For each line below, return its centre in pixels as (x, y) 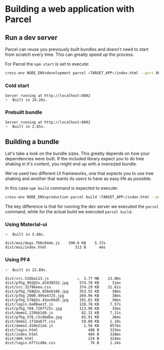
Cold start (17, 85)
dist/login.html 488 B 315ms (63, 330)
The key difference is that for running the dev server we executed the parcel (82, 206)
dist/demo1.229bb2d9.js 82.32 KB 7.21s (63, 313)
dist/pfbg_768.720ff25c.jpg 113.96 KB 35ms (63, 308)
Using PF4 (18, 260)
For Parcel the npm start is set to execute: (47, 64)
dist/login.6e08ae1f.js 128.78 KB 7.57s (63, 304)
